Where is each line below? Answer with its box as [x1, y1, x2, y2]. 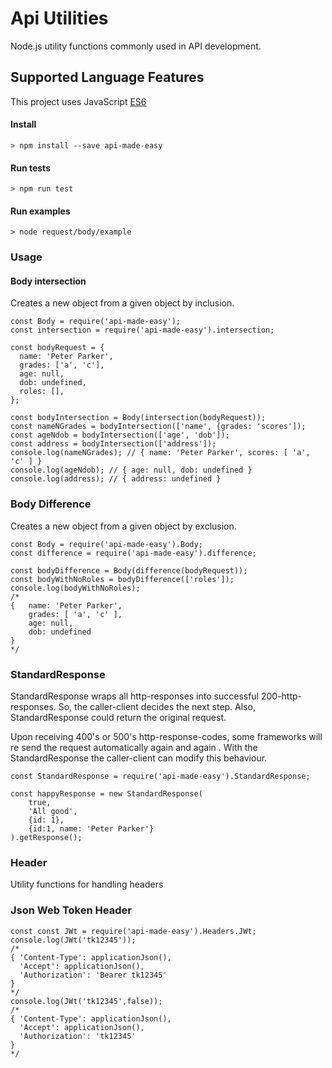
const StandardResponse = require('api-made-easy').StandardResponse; [10, 772, 311, 782]
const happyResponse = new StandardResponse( [10, 789, 203, 799]
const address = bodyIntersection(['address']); [10, 439, 217, 449]
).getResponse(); [10, 833, 83, 843]
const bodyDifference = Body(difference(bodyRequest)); [10, 565, 248, 576]
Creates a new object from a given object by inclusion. [10, 297, 235, 309]
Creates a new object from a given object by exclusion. [10, 520, 237, 532]
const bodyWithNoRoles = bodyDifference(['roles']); [10, 574, 235, 584]
